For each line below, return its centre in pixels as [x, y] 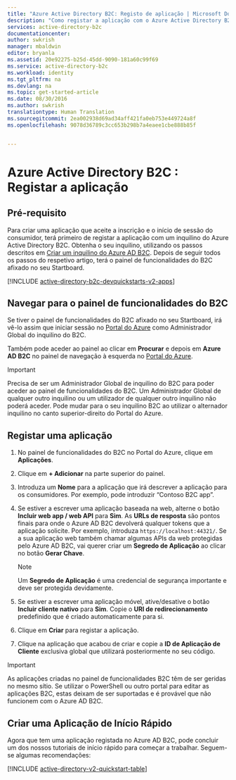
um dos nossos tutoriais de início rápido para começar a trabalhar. [103, 748]
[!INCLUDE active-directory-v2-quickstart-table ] [77, 769]
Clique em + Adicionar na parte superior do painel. [91, 474]
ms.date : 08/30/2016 [38, 99]
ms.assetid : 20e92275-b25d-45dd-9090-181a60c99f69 [83, 60]
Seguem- [214, 748]
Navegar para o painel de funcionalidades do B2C [118, 303]
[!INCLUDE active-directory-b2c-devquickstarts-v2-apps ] [91, 281]
